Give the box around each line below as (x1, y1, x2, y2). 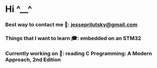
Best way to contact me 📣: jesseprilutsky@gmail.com (5, 21, 137, 28)
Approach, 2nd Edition (5, 56, 61, 63)
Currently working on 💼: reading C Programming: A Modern (5, 50, 152, 57)
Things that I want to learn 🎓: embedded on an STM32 (5, 35, 141, 42)
